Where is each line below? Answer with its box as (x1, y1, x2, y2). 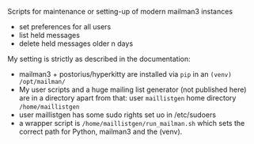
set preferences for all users (18, 22, 112, 31)
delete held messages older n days (18, 39, 134, 48)
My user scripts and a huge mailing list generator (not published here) (18, 85, 247, 94)
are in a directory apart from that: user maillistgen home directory (18, 93, 237, 102)
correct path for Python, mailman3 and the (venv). (18, 127, 183, 136)
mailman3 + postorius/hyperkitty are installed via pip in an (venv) (18, 70, 233, 78)
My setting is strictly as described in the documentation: (7, 55, 191, 63)
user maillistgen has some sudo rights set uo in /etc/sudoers (18, 110, 217, 119)
